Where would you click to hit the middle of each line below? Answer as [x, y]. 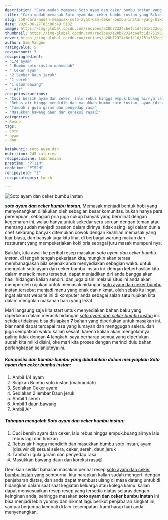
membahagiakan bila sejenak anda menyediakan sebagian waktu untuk [78, 263]
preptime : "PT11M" [24, 163]
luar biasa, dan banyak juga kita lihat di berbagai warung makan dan [75, 238]
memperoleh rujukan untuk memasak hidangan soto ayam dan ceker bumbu [83, 285]
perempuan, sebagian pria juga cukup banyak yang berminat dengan [76, 217]
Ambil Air [22, 409]
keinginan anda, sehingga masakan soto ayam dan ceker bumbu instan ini [82, 496]
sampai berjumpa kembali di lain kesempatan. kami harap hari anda [74, 507]
